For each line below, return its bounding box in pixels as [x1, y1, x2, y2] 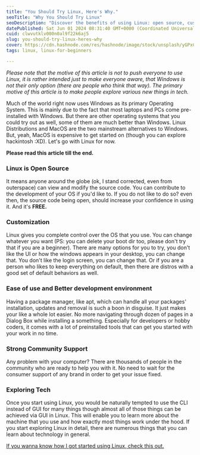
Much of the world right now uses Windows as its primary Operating [6, 100, 174, 107]
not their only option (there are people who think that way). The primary [6, 82, 183, 89]
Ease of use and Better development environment [6, 284, 152, 293]
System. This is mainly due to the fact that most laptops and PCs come [6, 106, 180, 113]
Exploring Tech [6, 385, 51, 394]
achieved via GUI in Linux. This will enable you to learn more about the [6, 412, 179, 419]
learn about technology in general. [6, 431, 90, 438]
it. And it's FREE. [6, 203, 47, 211]
